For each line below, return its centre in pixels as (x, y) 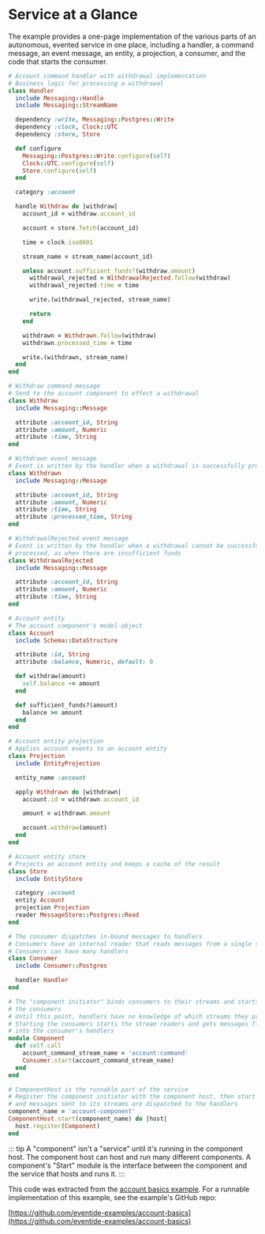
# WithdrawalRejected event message (68, 538)
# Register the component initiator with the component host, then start (132, 1097)
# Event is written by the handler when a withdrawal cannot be (116, 546)
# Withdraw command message (54, 386)
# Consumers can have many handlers (68, 951)
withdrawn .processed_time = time (77, 343)
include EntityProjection (58, 763)
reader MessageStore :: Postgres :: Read (77, 915)
